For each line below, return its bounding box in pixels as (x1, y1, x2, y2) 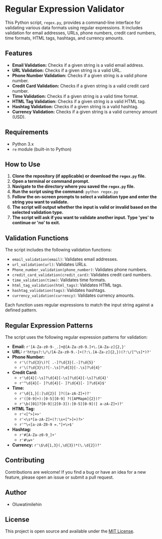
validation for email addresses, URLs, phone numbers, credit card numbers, (5, 30, 156, 36)
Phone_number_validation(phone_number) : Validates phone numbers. (12, 267, 147, 272)
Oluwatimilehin (12, 501, 42, 507)
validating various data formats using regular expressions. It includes (5, 24, 143, 30)
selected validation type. (12, 210, 64, 215)
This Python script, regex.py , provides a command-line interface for (5, 19, 141, 25)
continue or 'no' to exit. (12, 220, 61, 226)
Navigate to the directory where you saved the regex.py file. (12, 184, 135, 190)
